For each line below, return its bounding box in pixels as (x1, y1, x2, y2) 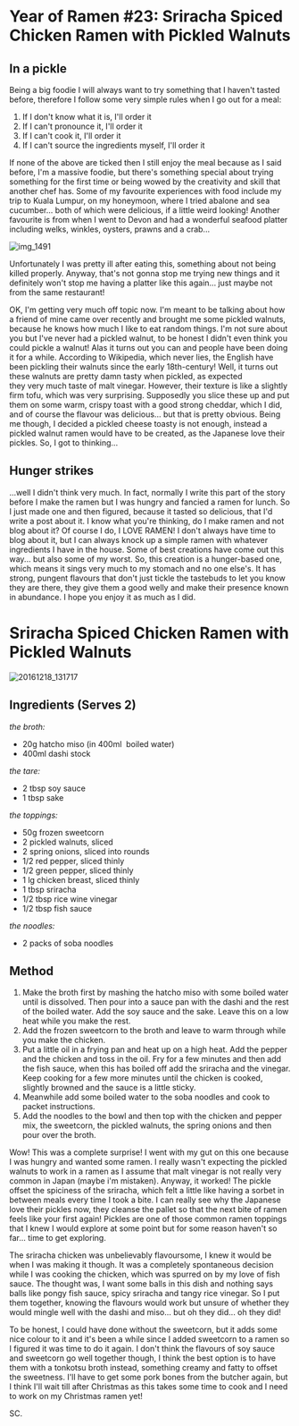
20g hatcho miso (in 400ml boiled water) (21, 738, 175, 749)
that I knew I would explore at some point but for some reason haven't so (9, 1223, 278, 1234)
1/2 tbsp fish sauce (21, 903, 92, 913)
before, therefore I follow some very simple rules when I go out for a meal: (9, 94, 282, 105)
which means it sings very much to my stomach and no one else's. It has (9, 563, 277, 573)
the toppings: (9, 810, 58, 820)
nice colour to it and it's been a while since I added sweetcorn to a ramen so (9, 1334, 290, 1345)
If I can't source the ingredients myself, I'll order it (21, 140, 205, 150)
